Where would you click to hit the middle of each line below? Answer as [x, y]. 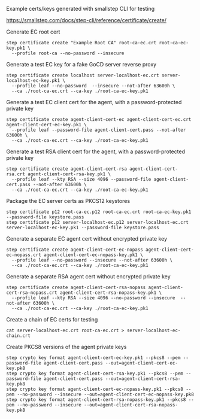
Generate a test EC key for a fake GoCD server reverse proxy [81, 64]
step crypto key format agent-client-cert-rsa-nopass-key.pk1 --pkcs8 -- [100, 400]
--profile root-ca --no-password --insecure [68, 53]
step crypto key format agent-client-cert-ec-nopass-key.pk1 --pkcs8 [95, 389]
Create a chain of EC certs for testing [52, 319]
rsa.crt [16, 174]
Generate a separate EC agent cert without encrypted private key [87, 239]
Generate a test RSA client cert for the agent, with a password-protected [96, 151]
